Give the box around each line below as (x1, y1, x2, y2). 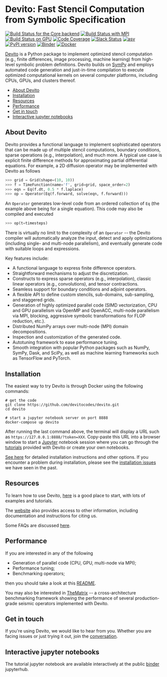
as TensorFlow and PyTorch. (12, 355, 71, 361)
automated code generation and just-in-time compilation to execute (5, 66, 144, 73)
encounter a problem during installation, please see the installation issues (5, 459, 156, 465)
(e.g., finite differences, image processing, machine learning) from (5, 56, 142, 62)
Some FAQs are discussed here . (5, 522, 71, 528)
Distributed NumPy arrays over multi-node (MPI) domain (12, 324, 129, 330)
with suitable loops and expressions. (5, 246, 80, 252)
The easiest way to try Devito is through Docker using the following (5, 383, 143, 389)
